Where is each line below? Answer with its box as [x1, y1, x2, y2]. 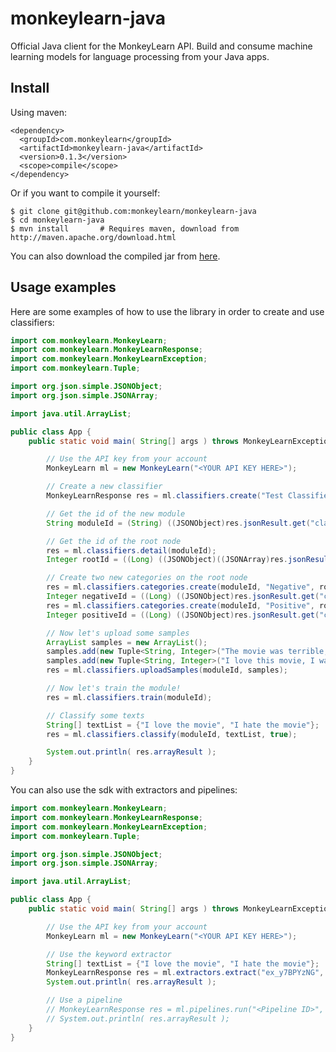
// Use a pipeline [46, 995, 123, 1006]
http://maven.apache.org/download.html [10, 232, 177, 242]
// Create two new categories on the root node [46, 573, 248, 583]
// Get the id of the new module [46, 508, 186, 519]
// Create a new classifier [46, 482, 163, 492]
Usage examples [10, 279, 117, 296]
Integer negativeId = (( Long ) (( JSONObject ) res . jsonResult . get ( [46, 592, 320, 602]
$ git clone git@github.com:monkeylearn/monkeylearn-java [10, 206, 257, 216]
